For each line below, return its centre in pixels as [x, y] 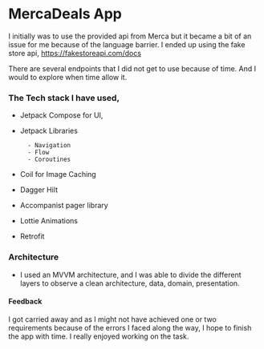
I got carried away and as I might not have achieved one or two [112, 319]
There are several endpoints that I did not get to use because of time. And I [132, 68]
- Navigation [49, 146]
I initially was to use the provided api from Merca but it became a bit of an [130, 36]
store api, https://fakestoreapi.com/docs [75, 53]
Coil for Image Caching [58, 174]
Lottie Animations [49, 221]
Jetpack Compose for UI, [61, 115]
